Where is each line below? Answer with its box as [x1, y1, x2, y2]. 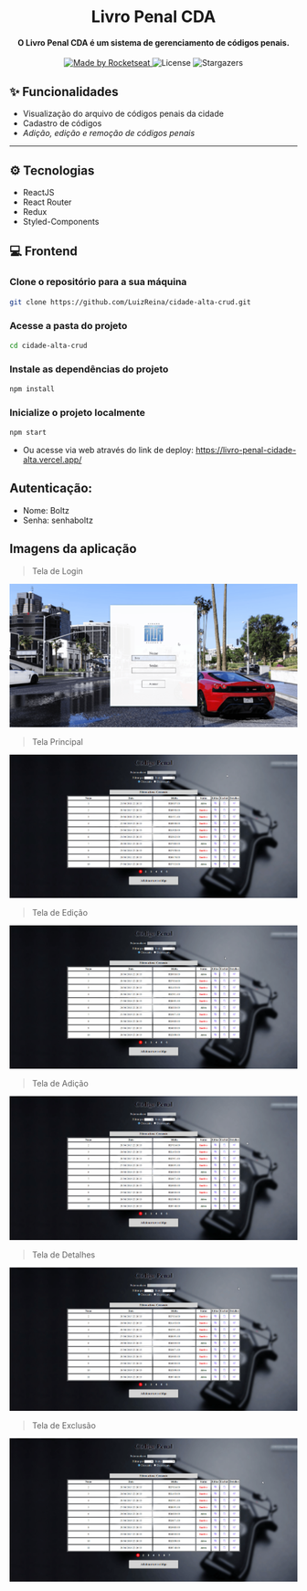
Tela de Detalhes [31, 1249, 96, 1260]
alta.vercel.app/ [22, 454, 82, 465]
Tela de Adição [31, 1078, 89, 1089]
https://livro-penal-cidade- [195, 445, 297, 456]
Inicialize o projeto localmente [9, 406, 146, 419]
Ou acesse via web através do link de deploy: [22, 445, 194, 456]
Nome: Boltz [22, 504, 70, 515]
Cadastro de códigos [22, 118, 102, 129]
